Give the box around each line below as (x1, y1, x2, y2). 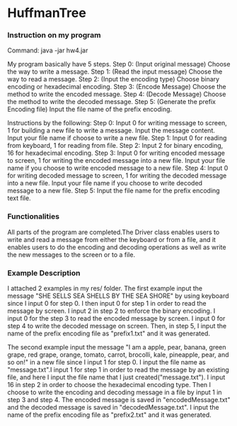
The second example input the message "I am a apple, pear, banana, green (7, 343, 226, 352)
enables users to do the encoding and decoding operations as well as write (7, 243, 226, 251)
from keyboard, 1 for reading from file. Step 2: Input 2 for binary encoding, (7, 142, 224, 150)
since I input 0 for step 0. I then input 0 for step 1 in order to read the (7, 299, 207, 308)
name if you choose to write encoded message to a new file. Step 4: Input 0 (7, 164, 229, 173)
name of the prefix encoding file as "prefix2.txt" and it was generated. (7, 410, 212, 419)
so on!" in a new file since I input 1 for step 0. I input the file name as (7, 358, 207, 367)
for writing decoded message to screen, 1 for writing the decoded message (7, 171, 227, 180)
